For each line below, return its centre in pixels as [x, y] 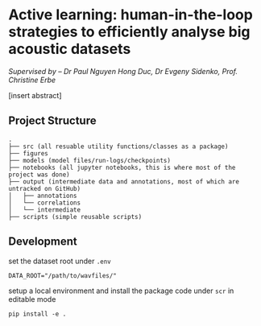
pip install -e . [37, 314]
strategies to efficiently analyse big [130, 32]
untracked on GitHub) [45, 188]
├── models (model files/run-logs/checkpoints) [90, 160]
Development [43, 242]
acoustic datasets [70, 49]
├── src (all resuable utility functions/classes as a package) [118, 146]
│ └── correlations [45, 203]
